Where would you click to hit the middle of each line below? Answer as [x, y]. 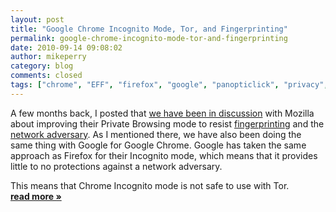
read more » [36, 196]
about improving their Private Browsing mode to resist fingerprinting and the [167, 123]
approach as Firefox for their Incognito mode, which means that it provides [164, 155]
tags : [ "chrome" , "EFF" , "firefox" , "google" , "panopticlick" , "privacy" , [169, 85]
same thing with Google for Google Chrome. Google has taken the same [158, 145]
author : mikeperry [48, 57]
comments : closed [46, 76]
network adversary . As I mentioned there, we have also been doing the [156, 134]
